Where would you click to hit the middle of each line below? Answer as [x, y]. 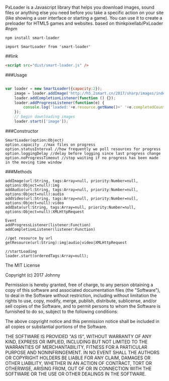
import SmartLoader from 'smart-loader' [48, 47]
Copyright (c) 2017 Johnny [33, 275]
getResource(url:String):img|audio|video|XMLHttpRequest [66, 242]
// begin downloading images [45, 117]
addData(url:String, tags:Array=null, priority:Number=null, [71, 207]
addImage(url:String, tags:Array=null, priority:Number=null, [72, 181]
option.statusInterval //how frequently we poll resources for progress [83, 149]
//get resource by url [29, 238]
